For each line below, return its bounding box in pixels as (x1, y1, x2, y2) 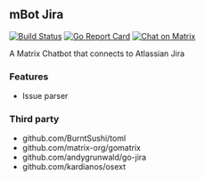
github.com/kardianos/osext (21, 161, 127, 172)
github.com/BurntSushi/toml (21, 133, 127, 144)
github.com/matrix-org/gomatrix (21, 143, 141, 153)
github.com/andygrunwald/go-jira (21, 152, 147, 163)
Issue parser (21, 91, 69, 102)
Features (9, 70, 49, 83)
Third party (9, 113, 60, 126)
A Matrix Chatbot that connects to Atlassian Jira (9, 48, 185, 59)
